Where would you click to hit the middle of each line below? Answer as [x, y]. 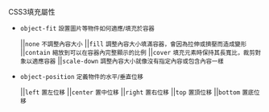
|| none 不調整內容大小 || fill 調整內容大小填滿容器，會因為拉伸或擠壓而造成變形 [133, 44]
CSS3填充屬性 [32, 12]
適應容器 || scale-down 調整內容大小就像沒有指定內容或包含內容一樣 [128, 60]
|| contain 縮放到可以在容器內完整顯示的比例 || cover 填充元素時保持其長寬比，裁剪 [137, 52]
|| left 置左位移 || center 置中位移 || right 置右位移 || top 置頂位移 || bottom [130, 92]
